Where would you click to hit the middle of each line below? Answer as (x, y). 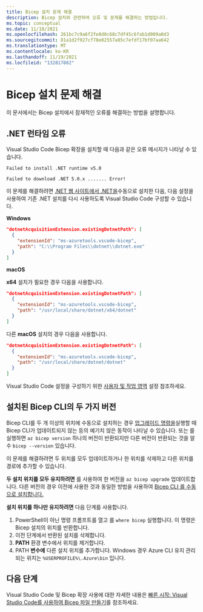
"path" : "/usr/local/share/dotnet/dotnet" (72, 362)
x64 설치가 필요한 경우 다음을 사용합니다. (55, 282)
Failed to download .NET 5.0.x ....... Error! (66, 179)
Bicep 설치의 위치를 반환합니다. (52, 527)
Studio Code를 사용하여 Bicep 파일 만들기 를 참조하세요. (72, 602)
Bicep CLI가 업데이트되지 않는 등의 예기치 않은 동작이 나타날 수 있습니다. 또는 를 (101, 430)
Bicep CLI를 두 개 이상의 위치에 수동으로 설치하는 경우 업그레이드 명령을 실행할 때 (101, 423)
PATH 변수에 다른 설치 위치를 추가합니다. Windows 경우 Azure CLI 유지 (100, 550)
